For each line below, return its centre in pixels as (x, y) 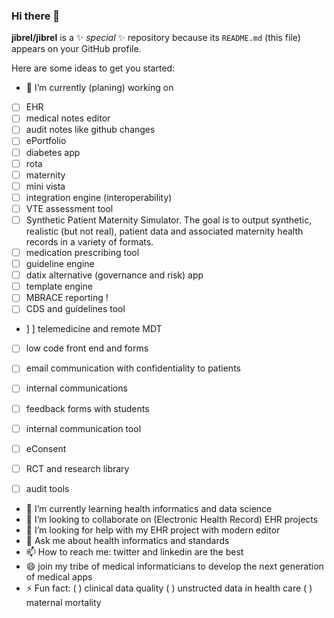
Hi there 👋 (36, 16)
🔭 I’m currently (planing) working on (99, 88)
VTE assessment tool (69, 208)
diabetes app (53, 152)
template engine (59, 286)
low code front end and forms (87, 348)
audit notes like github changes (90, 130)
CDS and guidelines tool (75, 309)
